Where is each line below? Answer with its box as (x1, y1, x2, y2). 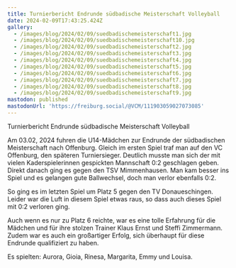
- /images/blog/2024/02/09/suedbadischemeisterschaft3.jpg (13, 50, 192, 57)
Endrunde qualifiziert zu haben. (7, 238, 99, 247)
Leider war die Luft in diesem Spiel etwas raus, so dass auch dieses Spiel (7, 194, 222, 203)
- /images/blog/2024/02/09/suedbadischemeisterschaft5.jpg (13, 63, 192, 70)
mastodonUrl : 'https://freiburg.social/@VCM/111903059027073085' (7, 103, 204, 110)
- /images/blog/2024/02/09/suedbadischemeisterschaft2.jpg (13, 43, 192, 50)
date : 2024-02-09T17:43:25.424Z (7, 17, 103, 24)
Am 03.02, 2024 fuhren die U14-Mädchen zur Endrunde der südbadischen (7, 135, 225, 144)
